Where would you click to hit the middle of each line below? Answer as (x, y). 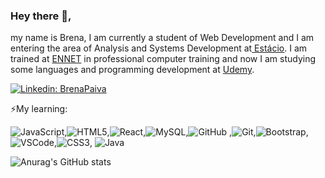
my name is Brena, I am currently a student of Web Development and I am (162, 38)
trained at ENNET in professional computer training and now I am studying (163, 59)
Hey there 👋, (41, 16)
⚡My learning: (39, 109)
